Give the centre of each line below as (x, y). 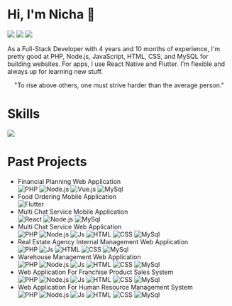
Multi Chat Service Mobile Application (73, 212)
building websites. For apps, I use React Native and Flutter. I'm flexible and (116, 64)
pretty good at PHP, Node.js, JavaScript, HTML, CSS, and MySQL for (108, 56)
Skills (24, 114)
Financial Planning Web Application (69, 181)
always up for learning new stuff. (55, 71)
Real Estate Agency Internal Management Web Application (103, 241)
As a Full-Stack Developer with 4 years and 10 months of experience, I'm (114, 48)
